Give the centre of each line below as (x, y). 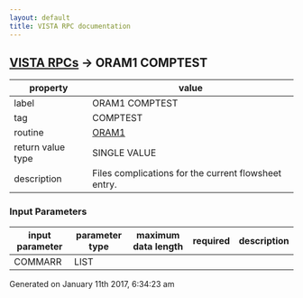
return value (40, 147)
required (211, 240)
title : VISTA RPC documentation (70, 26)
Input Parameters (48, 211)
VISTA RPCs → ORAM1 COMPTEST (109, 63)
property (49, 88)
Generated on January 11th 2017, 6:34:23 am (92, 284)
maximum (158, 235)
